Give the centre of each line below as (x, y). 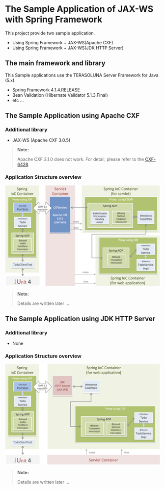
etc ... (18, 100)
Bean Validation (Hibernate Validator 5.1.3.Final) (60, 95)
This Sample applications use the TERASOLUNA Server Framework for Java (82, 75)
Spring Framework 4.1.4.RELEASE (46, 90)
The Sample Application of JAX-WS (79, 9)
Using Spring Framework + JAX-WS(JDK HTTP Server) (68, 48)
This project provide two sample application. (50, 33)
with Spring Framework (54, 19)
